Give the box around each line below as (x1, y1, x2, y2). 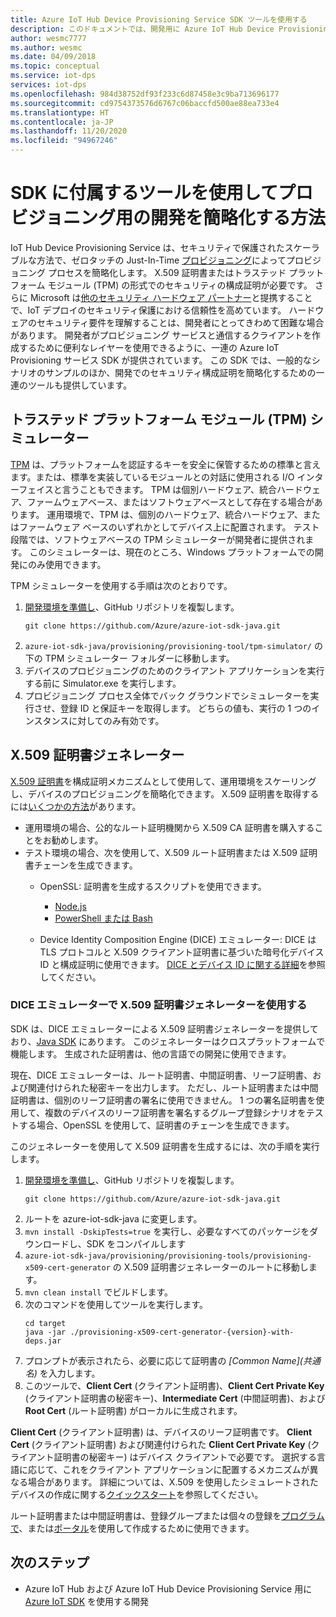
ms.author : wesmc (10, 42, 83, 53)
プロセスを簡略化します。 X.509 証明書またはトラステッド (47, 266, 287, 278)
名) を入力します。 (24, 1367, 101, 1379)
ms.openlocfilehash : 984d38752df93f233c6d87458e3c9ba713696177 (10, 89, 280, 99)
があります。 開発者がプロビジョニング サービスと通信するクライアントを (10, 329, 312, 341)
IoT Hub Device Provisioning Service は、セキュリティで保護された (10, 241, 285, 253)
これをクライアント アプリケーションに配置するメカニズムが (62, 1463, 310, 1475)
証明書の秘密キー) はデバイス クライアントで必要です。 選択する (53, 1451, 317, 1463)
